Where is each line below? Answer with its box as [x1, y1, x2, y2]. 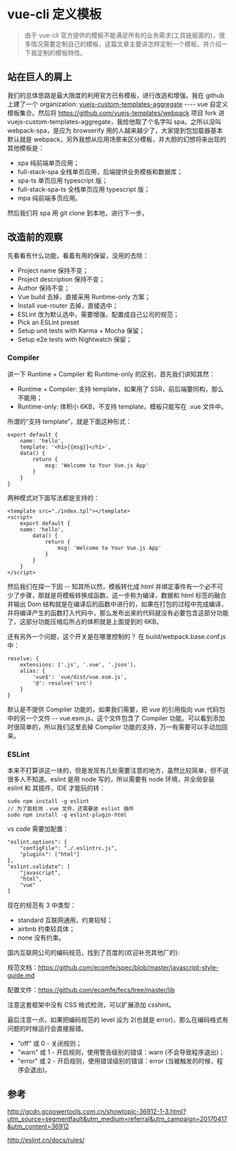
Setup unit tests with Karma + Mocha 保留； [17, 326, 145, 334]
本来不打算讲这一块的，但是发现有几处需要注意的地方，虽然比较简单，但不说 [7, 766, 229, 775]
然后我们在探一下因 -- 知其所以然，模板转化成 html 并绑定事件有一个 [7, 582, 205, 591]
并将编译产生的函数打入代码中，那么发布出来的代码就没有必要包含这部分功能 [7, 608, 229, 617]
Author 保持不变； [17, 284, 70, 292]
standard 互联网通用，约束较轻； [17, 916, 113, 924]
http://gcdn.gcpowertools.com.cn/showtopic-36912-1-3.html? [7, 1107, 186, 1115]
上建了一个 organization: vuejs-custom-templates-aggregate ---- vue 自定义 [7, 100, 228, 108]
